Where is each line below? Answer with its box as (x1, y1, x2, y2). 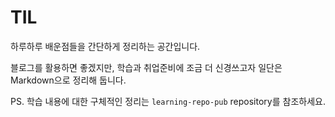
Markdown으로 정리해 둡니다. (10, 74, 127, 86)
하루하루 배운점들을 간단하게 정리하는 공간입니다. (10, 40, 201, 52)
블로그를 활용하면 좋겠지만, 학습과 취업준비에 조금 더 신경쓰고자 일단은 (10, 61, 283, 73)
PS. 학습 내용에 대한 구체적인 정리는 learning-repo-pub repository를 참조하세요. (10, 95, 326, 107)
